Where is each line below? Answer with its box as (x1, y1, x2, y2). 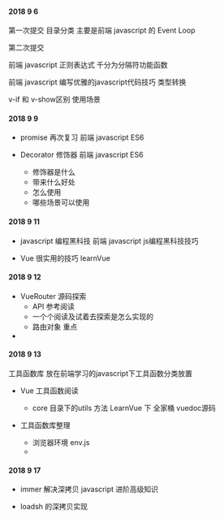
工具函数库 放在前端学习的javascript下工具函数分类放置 (8, 369, 192, 378)
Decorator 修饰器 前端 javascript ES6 (19, 150, 144, 160)
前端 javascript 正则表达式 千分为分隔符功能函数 (8, 60, 168, 70)
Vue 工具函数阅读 (19, 386, 79, 396)
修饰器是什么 (32, 167, 75, 177)
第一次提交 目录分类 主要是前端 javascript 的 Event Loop (8, 25, 196, 36)
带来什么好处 (32, 177, 75, 187)
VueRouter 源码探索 (19, 291, 87, 301)
